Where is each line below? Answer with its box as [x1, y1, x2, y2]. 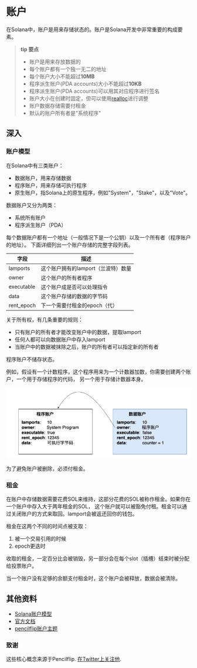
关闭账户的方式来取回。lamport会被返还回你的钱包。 [11, 510, 138, 517]
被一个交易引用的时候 [14, 535, 66, 542]
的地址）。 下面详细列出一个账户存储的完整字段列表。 [6, 241, 134, 248]
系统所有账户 [14, 214, 46, 221]
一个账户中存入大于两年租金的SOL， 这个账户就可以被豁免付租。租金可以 [6, 503, 182, 510]
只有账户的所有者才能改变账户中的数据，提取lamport [14, 328, 142, 335]
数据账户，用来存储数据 [14, 174, 72, 181]
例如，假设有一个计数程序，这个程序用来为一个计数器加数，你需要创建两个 [6, 368, 186, 375]
